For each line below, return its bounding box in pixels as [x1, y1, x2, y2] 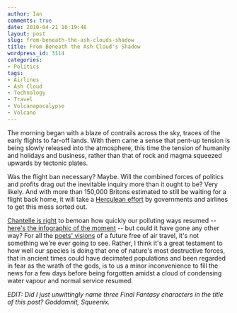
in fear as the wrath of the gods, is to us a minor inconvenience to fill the [7, 261, 219, 270]
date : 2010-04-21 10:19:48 [7, 23, 87, 30]
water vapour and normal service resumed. [7, 276, 133, 285]
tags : [7, 69, 23, 76]
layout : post [7, 30, 46, 38]
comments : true [7, 17, 52, 24]
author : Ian [7, 10, 42, 18]
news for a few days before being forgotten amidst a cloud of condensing [7, 268, 222, 277]
